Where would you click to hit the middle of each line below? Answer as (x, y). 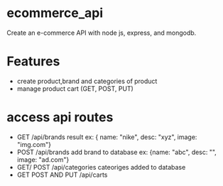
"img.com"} (34, 144)
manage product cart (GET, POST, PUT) (75, 88)
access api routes (60, 117)
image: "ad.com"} (43, 159)
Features (33, 61)
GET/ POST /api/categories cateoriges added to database (101, 167)
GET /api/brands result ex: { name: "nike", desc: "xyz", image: (107, 137)
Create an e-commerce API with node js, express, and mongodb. (102, 33)
